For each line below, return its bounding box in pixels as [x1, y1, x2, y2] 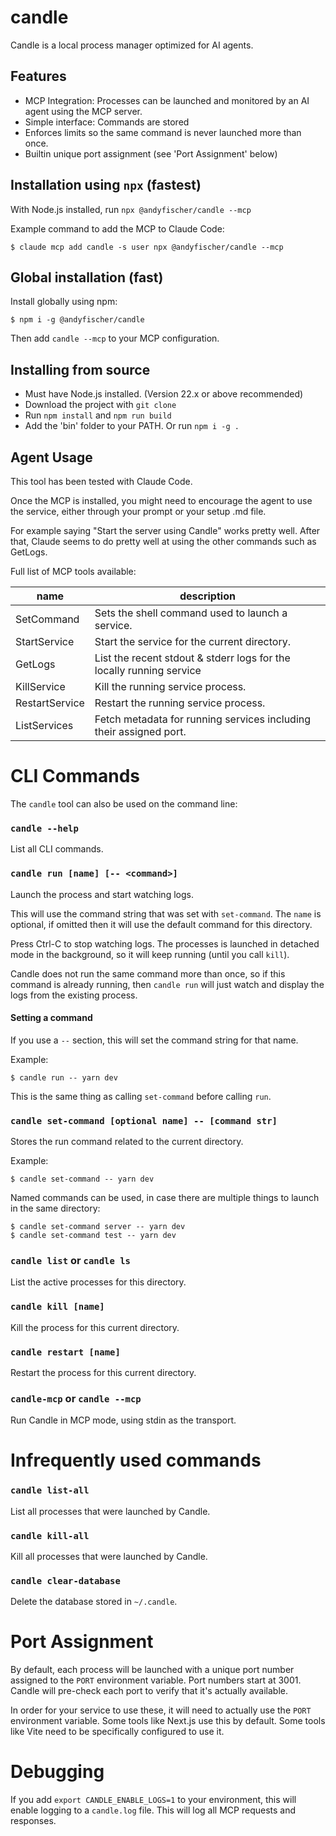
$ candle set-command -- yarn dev [10, 1174, 155, 1185]
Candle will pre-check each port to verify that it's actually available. [10, 1685, 289, 1697]
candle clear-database [10, 1575, 121, 1586]
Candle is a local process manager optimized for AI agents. [10, 39, 254, 51]
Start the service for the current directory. [94, 635, 291, 648]
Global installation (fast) [10, 269, 164, 286]
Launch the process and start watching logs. [10, 888, 194, 900]
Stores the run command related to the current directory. [10, 1136, 244, 1148]
